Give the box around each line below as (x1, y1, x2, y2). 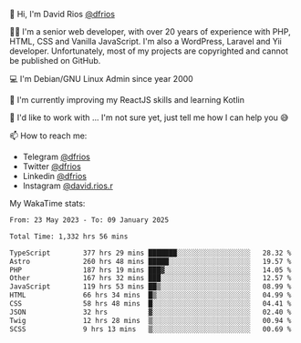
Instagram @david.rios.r (22, 180, 114, 191)
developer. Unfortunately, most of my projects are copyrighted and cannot (9, 45, 289, 56)
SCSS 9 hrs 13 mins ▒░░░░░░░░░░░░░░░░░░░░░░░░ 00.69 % (9, 324, 292, 334)
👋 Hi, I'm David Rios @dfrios (9, 9, 116, 19)
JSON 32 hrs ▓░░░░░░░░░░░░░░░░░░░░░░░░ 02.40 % (9, 308, 292, 317)
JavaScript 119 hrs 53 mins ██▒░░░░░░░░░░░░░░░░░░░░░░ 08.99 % (9, 282, 292, 291)
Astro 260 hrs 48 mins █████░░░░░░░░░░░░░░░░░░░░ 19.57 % (9, 257, 292, 266)
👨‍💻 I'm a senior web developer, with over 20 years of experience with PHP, (9, 26, 291, 36)
